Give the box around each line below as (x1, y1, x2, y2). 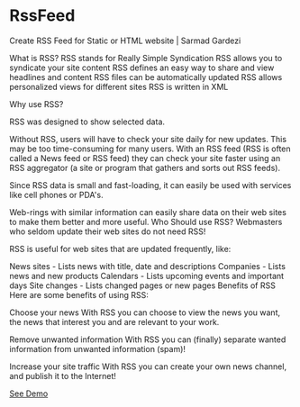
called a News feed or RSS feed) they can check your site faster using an (9, 152, 281, 163)
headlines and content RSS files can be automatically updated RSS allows (9, 71, 283, 82)
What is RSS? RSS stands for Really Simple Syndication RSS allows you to (9, 52, 283, 63)
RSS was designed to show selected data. (9, 116, 165, 127)
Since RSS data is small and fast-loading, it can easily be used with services (9, 179, 292, 190)
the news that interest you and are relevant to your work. (9, 316, 220, 327)
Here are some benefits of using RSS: (9, 289, 149, 300)
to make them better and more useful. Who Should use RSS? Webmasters (9, 216, 283, 227)
